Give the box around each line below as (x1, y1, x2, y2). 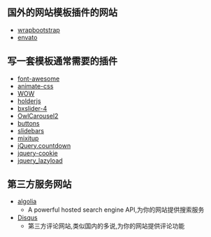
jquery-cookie (17, 149, 58, 157)
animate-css (17, 81, 54, 90)
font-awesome (17, 74, 60, 83)
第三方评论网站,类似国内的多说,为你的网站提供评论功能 (27, 222, 185, 230)
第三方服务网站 (7, 178, 72, 191)
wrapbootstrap (17, 25, 61, 34)
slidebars (17, 126, 44, 135)
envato (17, 33, 38, 41)
